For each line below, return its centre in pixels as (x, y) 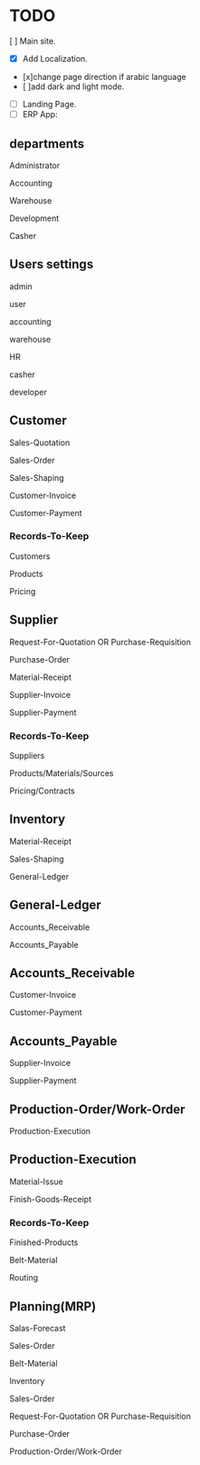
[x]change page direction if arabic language (105, 77)
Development (34, 218)
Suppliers (27, 755)
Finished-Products (44, 1242)
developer (29, 392)
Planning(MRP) (53, 1306)
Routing (24, 1278)
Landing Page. (49, 104)
